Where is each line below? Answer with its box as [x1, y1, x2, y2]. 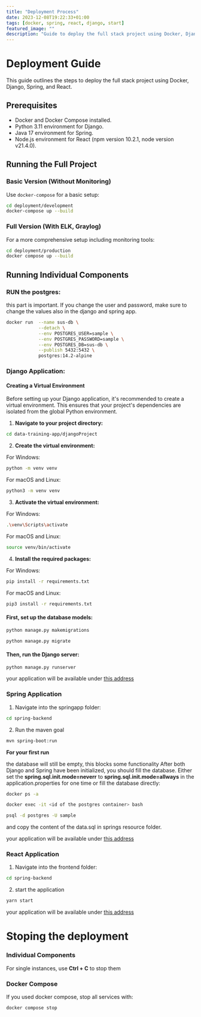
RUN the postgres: [6, 287, 61, 296]
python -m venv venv [6, 466, 58, 472]
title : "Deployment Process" [6, 8, 79, 15]
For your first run [6, 748, 50, 756]
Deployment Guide [6, 57, 101, 71]
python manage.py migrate [6, 638, 71, 644]
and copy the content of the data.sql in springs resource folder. [6, 823, 162, 831]
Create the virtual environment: [14, 442, 95, 449]
